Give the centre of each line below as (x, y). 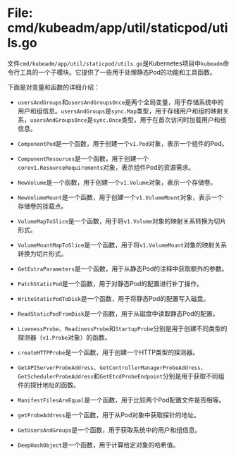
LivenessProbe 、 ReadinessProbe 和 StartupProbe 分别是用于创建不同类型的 (122, 328)
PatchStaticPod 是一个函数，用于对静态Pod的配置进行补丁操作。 (110, 283)
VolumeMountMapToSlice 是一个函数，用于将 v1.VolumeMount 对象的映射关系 (122, 245)
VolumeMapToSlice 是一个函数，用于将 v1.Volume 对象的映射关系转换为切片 (122, 221)
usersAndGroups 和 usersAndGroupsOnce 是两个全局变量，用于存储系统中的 (120, 102)
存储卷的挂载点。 (42, 206)
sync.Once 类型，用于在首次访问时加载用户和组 (160, 119)
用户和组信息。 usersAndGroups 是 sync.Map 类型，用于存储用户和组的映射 (120, 111)
